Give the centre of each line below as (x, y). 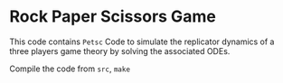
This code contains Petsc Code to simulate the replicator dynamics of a (142, 41)
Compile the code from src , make (70, 69)
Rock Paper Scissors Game (113, 17)
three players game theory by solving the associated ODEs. (120, 51)
